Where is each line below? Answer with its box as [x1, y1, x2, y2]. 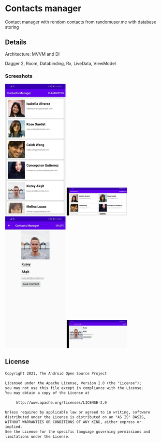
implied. [5, 424, 23, 429]
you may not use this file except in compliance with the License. [5, 385, 144, 391]
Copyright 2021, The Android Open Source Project [5, 371, 107, 376]
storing [5, 24, 19, 30]
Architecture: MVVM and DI [5, 51, 60, 57]
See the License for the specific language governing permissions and [5, 429, 150, 434]
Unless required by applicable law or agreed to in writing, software [5, 410, 150, 415]
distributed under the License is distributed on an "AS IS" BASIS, [5, 414, 146, 420]
